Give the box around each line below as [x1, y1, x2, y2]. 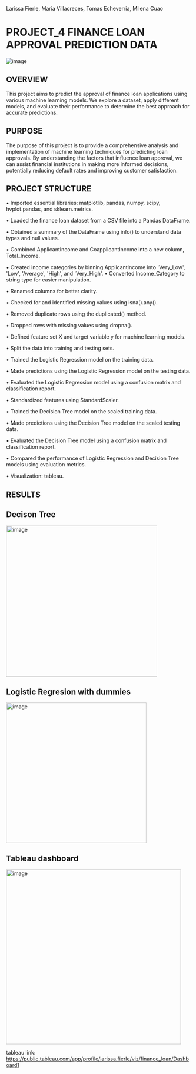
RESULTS [6, 489, 41, 499]
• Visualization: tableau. [6, 472, 64, 479]
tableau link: [6, 1049, 36, 1056]
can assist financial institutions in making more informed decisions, [6, 160, 169, 167]
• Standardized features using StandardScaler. [6, 397, 119, 404]
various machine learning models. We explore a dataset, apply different [6, 97, 180, 104]
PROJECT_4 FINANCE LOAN [6, 26, 145, 39]
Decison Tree [6, 509, 56, 520]
